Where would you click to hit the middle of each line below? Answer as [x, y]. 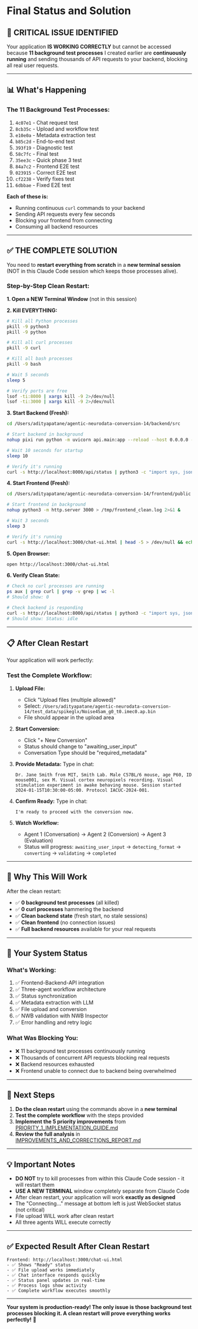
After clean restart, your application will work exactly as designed [95, 1197]
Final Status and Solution [69, 11]
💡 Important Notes [41, 1164]
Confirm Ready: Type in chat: [51, 801]
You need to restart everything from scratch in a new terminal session [94, 265]
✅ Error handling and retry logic [54, 1022]
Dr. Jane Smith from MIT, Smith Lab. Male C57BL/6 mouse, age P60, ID [103, 775]
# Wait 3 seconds [28, 521]
